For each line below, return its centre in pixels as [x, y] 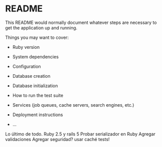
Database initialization [35, 86]
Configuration [26, 66]
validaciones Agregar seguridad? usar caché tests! [57, 139]
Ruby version [26, 47]
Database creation [31, 76]
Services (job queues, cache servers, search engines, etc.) [73, 105]
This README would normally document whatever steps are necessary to [81, 22]
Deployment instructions [38, 115]
